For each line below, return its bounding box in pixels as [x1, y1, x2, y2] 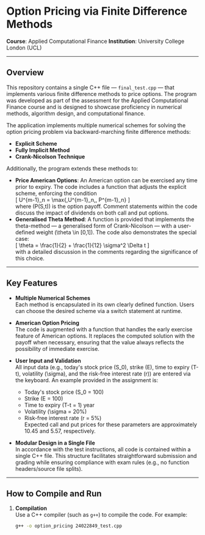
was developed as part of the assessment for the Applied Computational [6, 97, 189, 104]
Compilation [15, 504, 48, 512]
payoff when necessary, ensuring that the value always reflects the [15, 338, 184, 346]
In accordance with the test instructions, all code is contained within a [15, 445, 191, 453]
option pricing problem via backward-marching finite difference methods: [6, 128, 191, 135]
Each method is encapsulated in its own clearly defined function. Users [15, 301, 195, 308]
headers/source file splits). [15, 465, 83, 472]
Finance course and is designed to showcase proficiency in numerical [6, 103, 182, 111]
